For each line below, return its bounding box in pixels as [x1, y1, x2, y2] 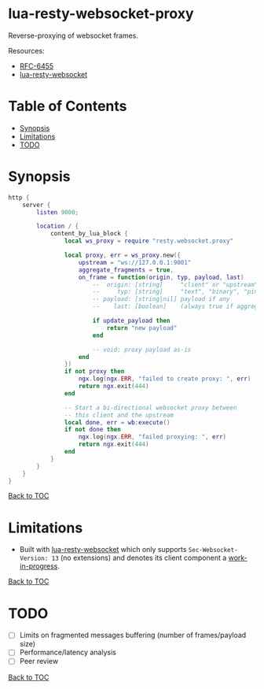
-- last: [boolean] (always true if [92, 302, 234, 311]
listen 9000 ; [36, 208, 79, 217]
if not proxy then [64, 368, 125, 376]
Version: [19, 554, 49, 563]
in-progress [19, 561, 58, 571]
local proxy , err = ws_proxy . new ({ [64, 251, 181, 260]
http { [8, 194, 30, 202]
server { [22, 201, 51, 209]
